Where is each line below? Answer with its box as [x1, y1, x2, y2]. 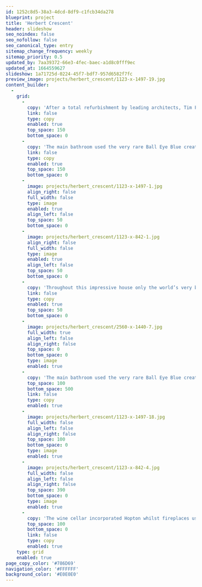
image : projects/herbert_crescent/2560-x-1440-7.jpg [27, 324, 163, 330]
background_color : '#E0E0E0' [5, 571, 79, 578]
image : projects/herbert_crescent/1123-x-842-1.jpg [27, 234, 160, 240]
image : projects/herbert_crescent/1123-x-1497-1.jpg [27, 183, 163, 189]
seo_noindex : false [5, 31, 55, 38]
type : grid [16, 549, 44, 555]
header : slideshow [5, 25, 52, 32]
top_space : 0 [27, 346, 60, 353]
